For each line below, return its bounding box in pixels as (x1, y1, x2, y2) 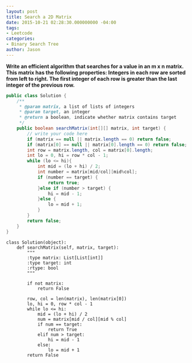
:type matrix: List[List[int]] (27, 255, 104, 261)
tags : (6, 25, 19, 31)
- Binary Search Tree (6, 42, 59, 47)
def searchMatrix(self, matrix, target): (16, 244, 119, 251)
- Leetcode (6, 30, 33, 36)
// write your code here (27, 131, 88, 136)
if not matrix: (27, 280, 64, 286)
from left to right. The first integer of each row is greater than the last (6, 75, 177, 82)
